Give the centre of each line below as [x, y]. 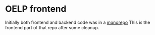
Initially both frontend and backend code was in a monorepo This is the [77, 22]
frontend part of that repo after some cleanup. [52, 27]
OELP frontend [36, 9]
